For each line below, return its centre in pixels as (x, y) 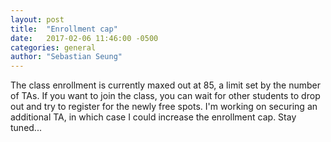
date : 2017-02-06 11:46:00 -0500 (84, 38)
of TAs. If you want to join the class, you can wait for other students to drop (165, 96)
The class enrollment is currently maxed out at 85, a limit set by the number (166, 85)
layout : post (37, 19)
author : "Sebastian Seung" (66, 57)
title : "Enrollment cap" (64, 29)
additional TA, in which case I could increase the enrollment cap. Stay (153, 117)
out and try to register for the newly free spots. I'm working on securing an (164, 107)
